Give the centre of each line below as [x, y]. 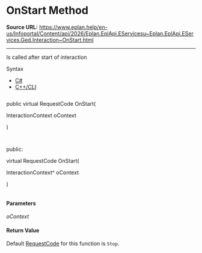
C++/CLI [26, 87]
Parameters [21, 203]
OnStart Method [47, 11]
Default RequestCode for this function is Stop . [63, 243]
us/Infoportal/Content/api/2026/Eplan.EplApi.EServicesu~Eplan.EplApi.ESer [100, 33]
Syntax [15, 69]
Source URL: [22, 27]
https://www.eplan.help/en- [73, 27]
